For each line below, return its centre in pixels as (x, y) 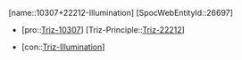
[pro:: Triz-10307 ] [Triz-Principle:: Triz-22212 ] (103, 30)
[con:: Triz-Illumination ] (63, 47)
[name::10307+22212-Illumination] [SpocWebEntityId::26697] (121, 13)
